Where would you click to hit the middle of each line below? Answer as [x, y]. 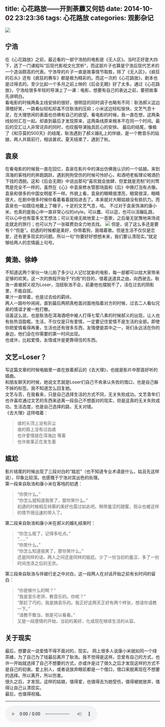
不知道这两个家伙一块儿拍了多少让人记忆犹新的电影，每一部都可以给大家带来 [82, 272]
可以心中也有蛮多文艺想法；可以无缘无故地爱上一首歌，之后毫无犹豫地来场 [80, 218]
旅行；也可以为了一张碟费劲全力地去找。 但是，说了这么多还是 [88, 224]
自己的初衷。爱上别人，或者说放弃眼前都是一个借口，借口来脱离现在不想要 [84, 669]
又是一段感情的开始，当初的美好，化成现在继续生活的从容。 [77, 621]
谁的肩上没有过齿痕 [37, 430]
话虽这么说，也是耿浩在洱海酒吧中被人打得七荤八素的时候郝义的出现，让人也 [82, 316]
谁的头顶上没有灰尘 [37, 423]
